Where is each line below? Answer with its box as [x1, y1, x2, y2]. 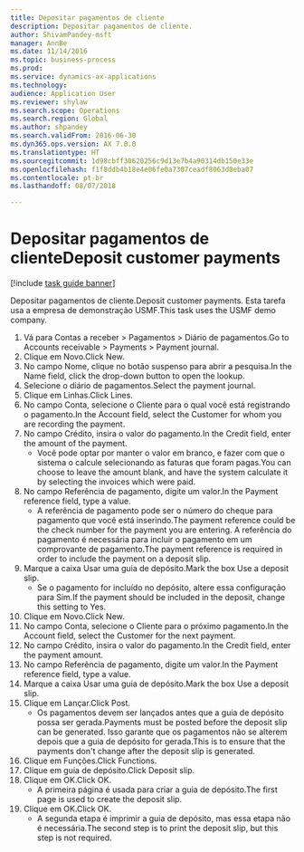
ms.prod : [10, 64, 43, 73]
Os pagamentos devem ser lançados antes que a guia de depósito [36, 707, 284, 718]
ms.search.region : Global [10, 114, 108, 123]
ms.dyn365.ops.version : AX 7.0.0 [10, 139, 137, 148]
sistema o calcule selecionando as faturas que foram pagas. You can [36, 457, 292, 468]
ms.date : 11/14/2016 [10, 47, 89, 56]
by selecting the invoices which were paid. [36, 476, 196, 487]
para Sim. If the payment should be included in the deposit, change [36, 592, 286, 603]
